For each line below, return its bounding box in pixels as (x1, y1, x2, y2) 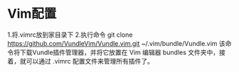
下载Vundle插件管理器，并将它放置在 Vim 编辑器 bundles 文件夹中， (19, 48, 220, 56)
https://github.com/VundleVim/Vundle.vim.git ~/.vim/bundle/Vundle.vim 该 (7, 39, 225, 47)
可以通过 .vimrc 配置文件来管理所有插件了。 (26, 56, 154, 65)
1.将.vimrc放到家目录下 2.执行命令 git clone (7, 30, 133, 39)
